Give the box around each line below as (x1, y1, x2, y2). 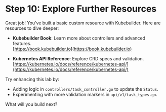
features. (12, 40, 32, 46)
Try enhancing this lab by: (5, 76, 60, 82)
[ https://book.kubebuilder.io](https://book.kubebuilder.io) (12, 46, 132, 52)
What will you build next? (5, 101, 58, 107)
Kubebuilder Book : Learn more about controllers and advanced (12, 35, 146, 41)
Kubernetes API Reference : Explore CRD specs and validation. (12, 55, 144, 61)
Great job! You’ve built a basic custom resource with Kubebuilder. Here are (5, 20, 161, 26)
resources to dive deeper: (5, 25, 59, 31)
